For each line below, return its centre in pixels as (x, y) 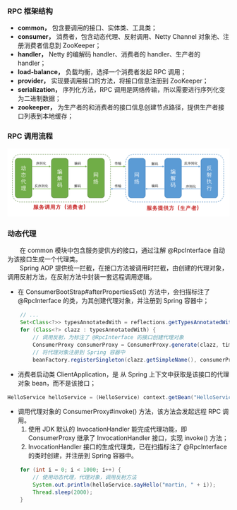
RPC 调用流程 (30, 136)
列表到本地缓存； (49, 116)
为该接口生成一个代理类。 (44, 259)
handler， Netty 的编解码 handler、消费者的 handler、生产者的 (109, 54)
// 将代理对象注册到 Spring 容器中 (79, 352)
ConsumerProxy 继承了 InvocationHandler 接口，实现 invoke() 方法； (128, 438)
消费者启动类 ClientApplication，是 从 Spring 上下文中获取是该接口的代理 (123, 374)
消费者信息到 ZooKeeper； (62, 46)
